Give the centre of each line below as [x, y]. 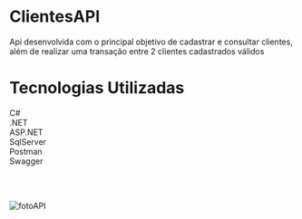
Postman [26, 151]
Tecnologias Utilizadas [97, 88]
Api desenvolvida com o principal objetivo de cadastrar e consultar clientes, [151, 42]
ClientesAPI [55, 17]
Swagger [26, 161]
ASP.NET [26, 132]
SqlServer [28, 141]
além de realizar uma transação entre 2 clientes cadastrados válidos [137, 51]
